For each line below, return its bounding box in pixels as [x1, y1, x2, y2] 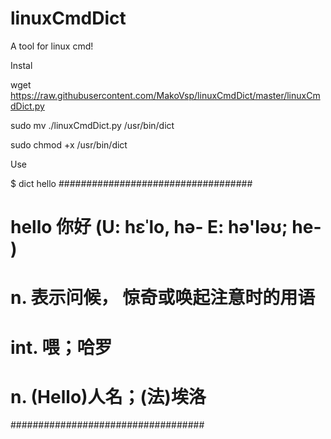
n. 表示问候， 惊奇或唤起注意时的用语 [10, 287, 316, 309]
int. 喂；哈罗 [10, 336, 113, 359]
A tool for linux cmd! [10, 40, 94, 52]
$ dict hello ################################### [10, 177, 253, 189]
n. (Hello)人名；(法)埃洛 [10, 385, 207, 408]
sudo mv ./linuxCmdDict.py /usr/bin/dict [10, 119, 175, 131]
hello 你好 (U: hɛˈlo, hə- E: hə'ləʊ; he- [10, 216, 322, 239]
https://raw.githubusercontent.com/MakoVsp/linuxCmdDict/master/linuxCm [10, 89, 321, 101]
